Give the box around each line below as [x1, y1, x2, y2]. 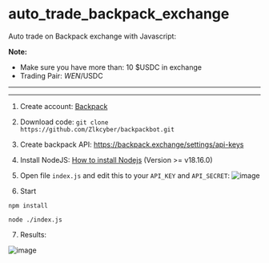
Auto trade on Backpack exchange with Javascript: [8, 31, 177, 41]
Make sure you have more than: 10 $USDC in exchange [19, 62, 203, 72]
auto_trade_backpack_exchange [8, 5, 230, 23]
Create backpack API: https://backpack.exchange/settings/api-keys [19, 140, 244, 149]
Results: [19, 229, 46, 239]
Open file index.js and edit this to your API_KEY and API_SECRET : [19, 170, 231, 180]
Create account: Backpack [19, 101, 108, 111]
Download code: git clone [19, 117, 109, 127]
